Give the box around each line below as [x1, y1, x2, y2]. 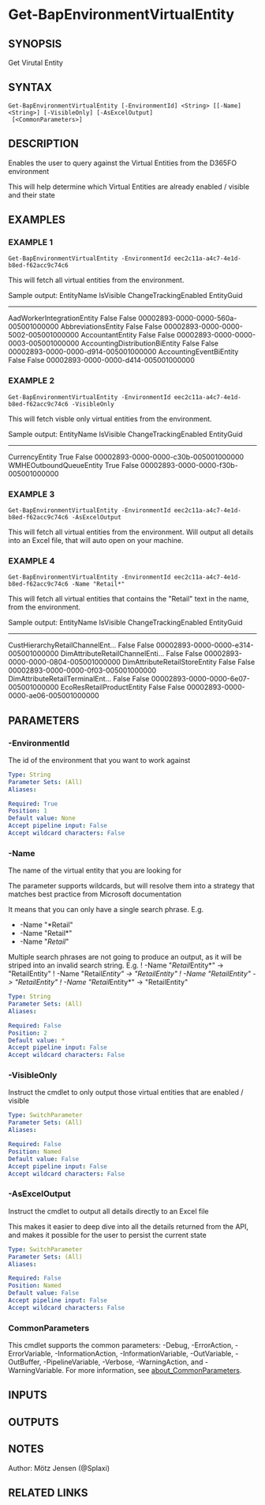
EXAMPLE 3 [8, 488, 55, 500]
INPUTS [8, 1389, 47, 1402]
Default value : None [8, 814, 77, 823]
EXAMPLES [8, 213, 65, 227]
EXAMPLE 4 [8, 555, 55, 566]
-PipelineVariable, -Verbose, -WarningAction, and [43, 1357, 203, 1367]
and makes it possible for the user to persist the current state [8, 1230, 207, 1239]
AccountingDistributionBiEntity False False [80, 338, 219, 349]
